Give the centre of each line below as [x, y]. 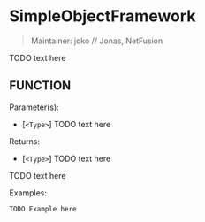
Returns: [25, 141]
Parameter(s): [34, 107]
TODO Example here [43, 209]
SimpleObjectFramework [102, 16]
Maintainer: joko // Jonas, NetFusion [97, 41]
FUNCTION [40, 86]
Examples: [28, 193]
